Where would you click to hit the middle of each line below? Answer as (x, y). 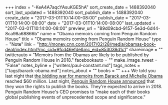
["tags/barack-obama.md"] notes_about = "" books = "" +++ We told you (80, 71)
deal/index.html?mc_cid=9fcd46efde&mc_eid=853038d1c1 (66, 50)
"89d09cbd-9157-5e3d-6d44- (129, 28)
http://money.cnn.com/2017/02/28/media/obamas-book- (97, 44)
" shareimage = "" (144, 50)
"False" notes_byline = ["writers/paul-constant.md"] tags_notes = (73, 65)
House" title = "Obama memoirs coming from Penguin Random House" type (83, 39)
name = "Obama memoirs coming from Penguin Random (98, 34)
